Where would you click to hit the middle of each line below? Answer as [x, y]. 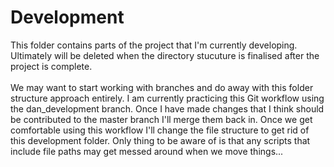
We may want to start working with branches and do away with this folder [162, 87]
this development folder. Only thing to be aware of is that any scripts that [160, 140]
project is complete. [51, 66]
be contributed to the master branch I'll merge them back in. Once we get [161, 119]
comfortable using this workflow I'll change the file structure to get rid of [160, 130]
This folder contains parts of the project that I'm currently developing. [154, 45]
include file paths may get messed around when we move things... [147, 151]
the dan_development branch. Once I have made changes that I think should [167, 108]
